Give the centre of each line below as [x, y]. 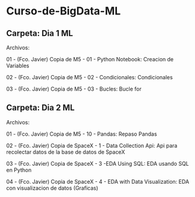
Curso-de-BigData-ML [64, 11]
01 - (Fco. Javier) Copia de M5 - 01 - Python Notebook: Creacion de [90, 59]
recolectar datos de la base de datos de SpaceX [66, 152]
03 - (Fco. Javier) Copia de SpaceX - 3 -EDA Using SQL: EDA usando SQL [97, 163]
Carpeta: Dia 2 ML [40, 108]
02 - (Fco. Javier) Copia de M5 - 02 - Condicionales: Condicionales [89, 77]
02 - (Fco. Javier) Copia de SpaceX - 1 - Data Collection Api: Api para [92, 145]
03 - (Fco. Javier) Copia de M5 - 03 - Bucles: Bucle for [74, 89]
